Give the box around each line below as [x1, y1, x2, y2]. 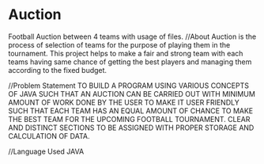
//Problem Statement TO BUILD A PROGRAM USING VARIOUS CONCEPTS [8, 81, 249, 90]
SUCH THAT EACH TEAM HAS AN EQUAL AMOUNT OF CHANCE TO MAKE [8, 105, 254, 116]
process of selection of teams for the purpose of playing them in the [8, 40, 231, 49]
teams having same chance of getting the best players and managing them [8, 57, 252, 67]
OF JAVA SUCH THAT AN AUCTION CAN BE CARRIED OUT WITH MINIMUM [8, 89, 255, 98]
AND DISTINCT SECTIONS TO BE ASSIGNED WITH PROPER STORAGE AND [8, 123, 255, 132]
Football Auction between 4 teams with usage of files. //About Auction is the [8, 32, 257, 41]
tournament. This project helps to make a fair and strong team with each [8, 48, 243, 58]
